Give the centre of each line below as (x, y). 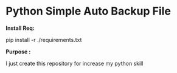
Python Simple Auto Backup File (88, 11)
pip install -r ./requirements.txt (44, 40)
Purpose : (18, 51)
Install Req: (20, 28)
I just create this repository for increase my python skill (75, 63)
